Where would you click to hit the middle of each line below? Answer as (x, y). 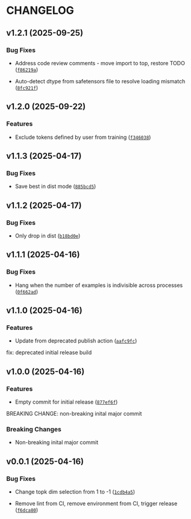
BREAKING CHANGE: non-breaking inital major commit (74, 414)
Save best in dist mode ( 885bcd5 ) (55, 186)
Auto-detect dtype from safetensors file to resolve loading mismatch (100, 81)
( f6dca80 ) (27, 510)
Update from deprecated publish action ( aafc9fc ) (76, 341)
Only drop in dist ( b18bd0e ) (48, 236)
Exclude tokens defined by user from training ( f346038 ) (83, 137)
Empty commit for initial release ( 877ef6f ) (66, 402)
